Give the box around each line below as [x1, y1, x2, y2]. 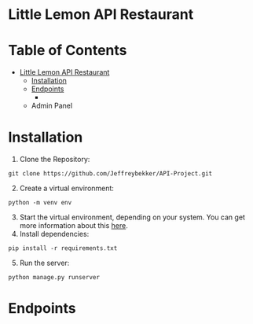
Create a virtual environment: [19, 183, 114, 193]
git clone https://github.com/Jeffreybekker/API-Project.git [8, 170, 213, 178]
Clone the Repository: [19, 155, 90, 164]
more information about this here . [19, 221, 128, 230]
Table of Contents [8, 42, 127, 60]
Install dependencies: [19, 230, 90, 239]
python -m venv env [8, 199, 72, 207]
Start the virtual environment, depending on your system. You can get [19, 212, 246, 222]
